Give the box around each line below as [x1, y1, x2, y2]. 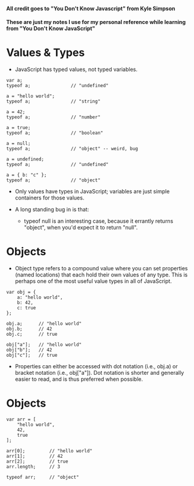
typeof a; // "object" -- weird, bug [6, 146, 138, 152]
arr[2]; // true [6, 458, 68, 464]
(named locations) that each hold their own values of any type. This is [14, 271, 188, 279]
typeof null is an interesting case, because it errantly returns [23, 217, 174, 225]
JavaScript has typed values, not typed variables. [14, 66, 138, 73]
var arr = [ [6, 416, 36, 422]
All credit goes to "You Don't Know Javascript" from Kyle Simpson [6, 5, 175, 12]
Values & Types [6, 46, 85, 59]
